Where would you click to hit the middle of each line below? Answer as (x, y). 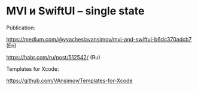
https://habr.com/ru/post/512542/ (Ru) (53, 57)
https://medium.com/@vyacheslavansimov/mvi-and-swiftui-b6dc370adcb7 (99, 39)
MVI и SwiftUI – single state (75, 11)
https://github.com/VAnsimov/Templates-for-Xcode (69, 80)
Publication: (21, 28)
